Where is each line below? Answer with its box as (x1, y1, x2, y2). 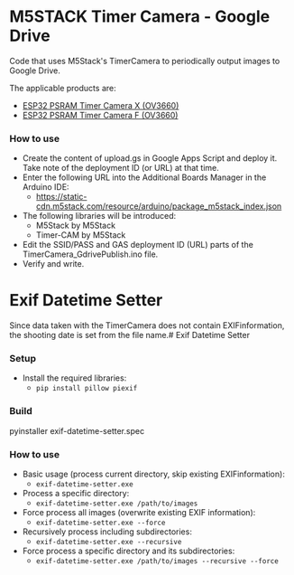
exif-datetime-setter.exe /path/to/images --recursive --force (35, 557, 280, 566)
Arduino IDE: (22, 182, 69, 193)
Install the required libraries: (22, 372, 127, 383)
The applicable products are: (9, 82, 116, 93)
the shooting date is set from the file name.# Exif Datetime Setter (9, 330, 251, 341)
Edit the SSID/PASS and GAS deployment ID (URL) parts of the (22, 240, 254, 250)
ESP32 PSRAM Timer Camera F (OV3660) (22, 109, 179, 120)
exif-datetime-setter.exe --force (35, 518, 166, 528)
